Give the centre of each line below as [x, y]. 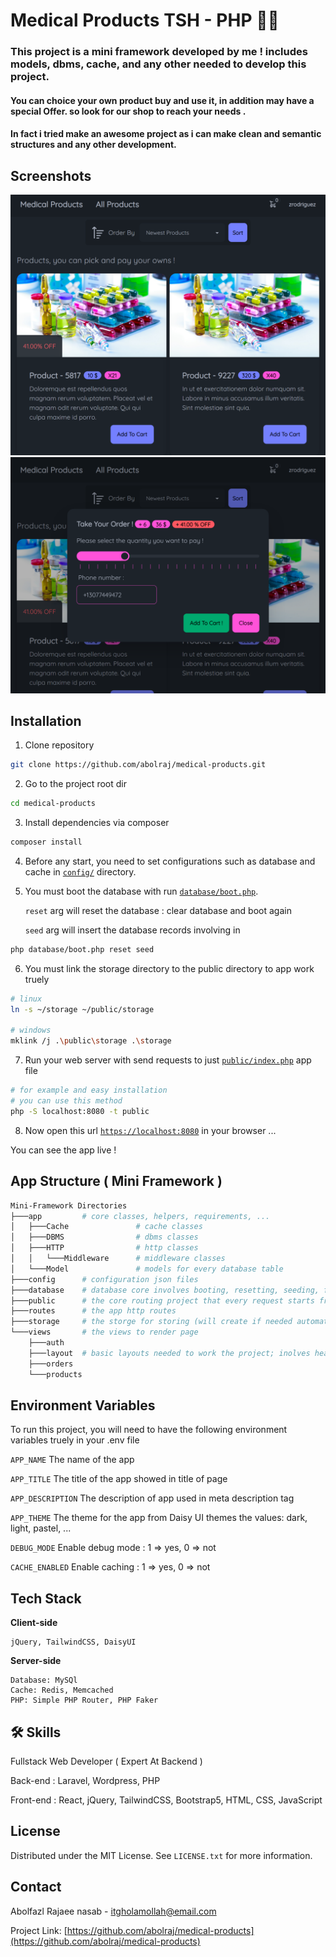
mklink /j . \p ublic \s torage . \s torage [91, 1041]
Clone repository [59, 745]
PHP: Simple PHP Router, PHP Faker [84, 1700]
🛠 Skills [36, 1732]
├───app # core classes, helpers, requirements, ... [140, 1216]
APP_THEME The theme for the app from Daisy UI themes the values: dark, [159, 1518]
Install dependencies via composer [97, 823]
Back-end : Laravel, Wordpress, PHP [85, 1780]
